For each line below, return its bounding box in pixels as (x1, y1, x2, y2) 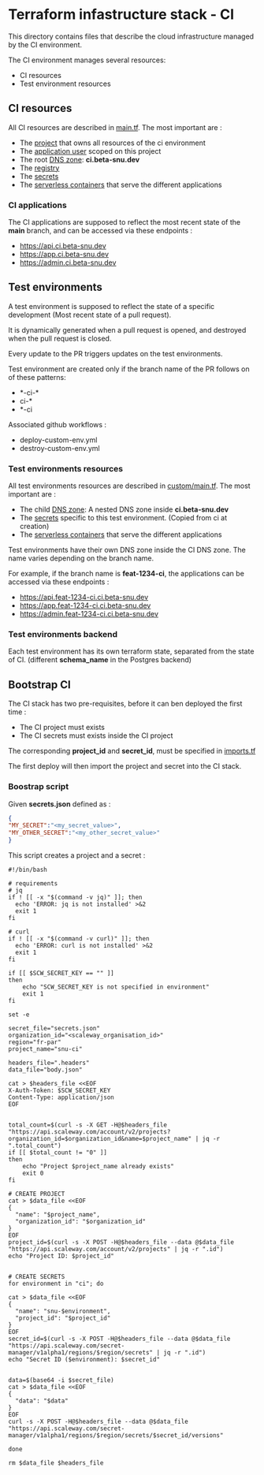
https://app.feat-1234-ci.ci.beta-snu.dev (19, 601, 151, 610)
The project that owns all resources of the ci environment (19, 138, 206, 147)
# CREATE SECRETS (8, 1273, 65, 1281)
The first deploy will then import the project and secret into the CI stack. (8, 762, 242, 771)
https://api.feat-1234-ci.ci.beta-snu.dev (19, 593, 149, 602)
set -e (8, 1011, 30, 1019)
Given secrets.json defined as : (8, 799, 111, 809)
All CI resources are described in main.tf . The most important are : (8, 122, 222, 132)
